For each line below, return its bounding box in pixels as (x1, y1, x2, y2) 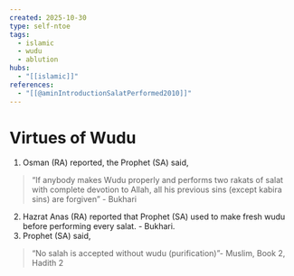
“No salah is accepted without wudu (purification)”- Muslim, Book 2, (31, 248, 286, 259)
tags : (9, 30, 30, 39)
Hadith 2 (31, 258, 64, 269)
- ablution (17, 55, 59, 64)
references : (9, 80, 54, 89)
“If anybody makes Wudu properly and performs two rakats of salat (31, 175, 283, 186)
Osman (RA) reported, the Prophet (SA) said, (22, 157, 189, 168)
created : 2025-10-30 (9, 13, 88, 23)
